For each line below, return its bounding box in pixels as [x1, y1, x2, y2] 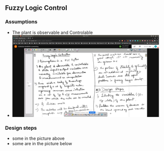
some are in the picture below [12, 141, 72, 147]
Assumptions [5, 18, 38, 25]
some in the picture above [12, 135, 65, 141]
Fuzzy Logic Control [5, 4, 67, 12]
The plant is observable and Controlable [12, 29, 93, 35]
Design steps [5, 124, 37, 131]
